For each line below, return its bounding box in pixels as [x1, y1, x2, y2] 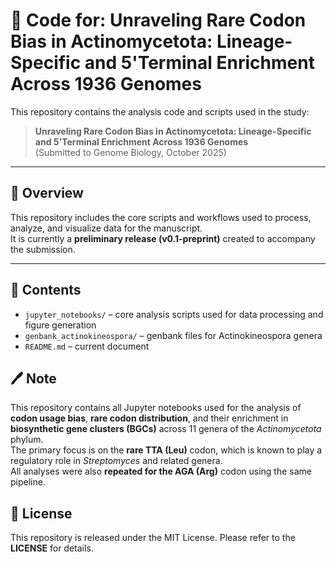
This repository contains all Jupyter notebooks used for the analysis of [10, 402, 302, 414]
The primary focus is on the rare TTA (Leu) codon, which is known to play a [10, 444, 323, 456]
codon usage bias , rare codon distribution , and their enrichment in [10, 412, 289, 424]
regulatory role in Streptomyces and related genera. [10, 455, 223, 467]
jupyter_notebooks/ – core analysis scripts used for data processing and [24, 308, 324, 320]
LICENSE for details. [10, 542, 94, 554]
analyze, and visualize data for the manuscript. [10, 222, 203, 234]
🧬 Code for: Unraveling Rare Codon [10, 9, 307, 32]
